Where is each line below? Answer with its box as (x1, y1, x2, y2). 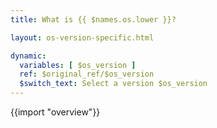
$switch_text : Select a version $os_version (19, 79, 208, 89)
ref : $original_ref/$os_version (19, 69, 155, 80)
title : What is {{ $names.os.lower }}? (10, 14, 177, 25)
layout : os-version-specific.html (10, 32, 155, 43)
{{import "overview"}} (10, 106, 101, 118)
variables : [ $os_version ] (19, 60, 137, 70)
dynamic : (10, 51, 47, 61)
